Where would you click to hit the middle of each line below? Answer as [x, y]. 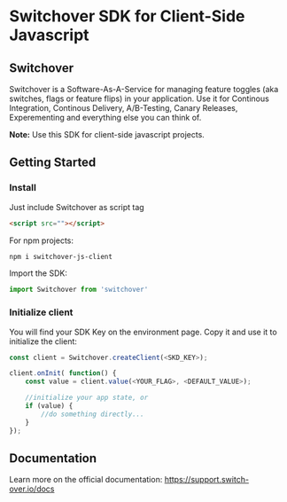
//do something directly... [93, 414]
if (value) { [49, 406]
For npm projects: [41, 240]
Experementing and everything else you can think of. [105, 118]
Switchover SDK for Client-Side [127, 16]
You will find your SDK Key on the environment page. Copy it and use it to [143, 332]
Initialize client [41, 312]
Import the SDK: [39, 273]
